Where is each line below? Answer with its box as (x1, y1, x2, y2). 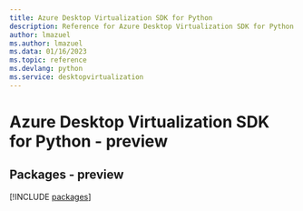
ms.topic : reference (9, 55, 88, 65)
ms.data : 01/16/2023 (9, 47, 88, 56)
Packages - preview (9, 167, 124, 183)
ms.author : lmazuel (9, 38, 83, 48)
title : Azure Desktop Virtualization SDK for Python (9, 13, 213, 23)
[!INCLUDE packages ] (9, 191, 92, 202)
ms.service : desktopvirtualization (9, 73, 144, 82)
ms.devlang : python (9, 65, 83, 74)
